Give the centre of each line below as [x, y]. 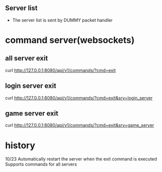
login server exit [31, 86]
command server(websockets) [70, 40]
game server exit [32, 114]
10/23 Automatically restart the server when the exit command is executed [81, 159]
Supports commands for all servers [41, 164]
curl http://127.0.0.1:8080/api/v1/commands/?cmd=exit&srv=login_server [79, 98]
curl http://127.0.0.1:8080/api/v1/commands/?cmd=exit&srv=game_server [80, 125]
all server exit [27, 58]
